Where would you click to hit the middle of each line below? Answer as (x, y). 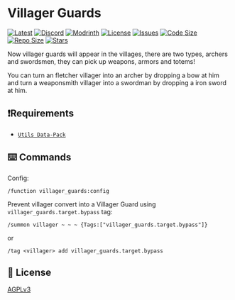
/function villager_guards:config (59, 191)
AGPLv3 (19, 289)
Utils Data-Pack (42, 135)
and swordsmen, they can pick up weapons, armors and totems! (101, 61)
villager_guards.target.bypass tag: (60, 211)
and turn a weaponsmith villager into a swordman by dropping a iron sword (117, 82)
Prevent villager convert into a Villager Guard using (82, 204)
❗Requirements (41, 114)
